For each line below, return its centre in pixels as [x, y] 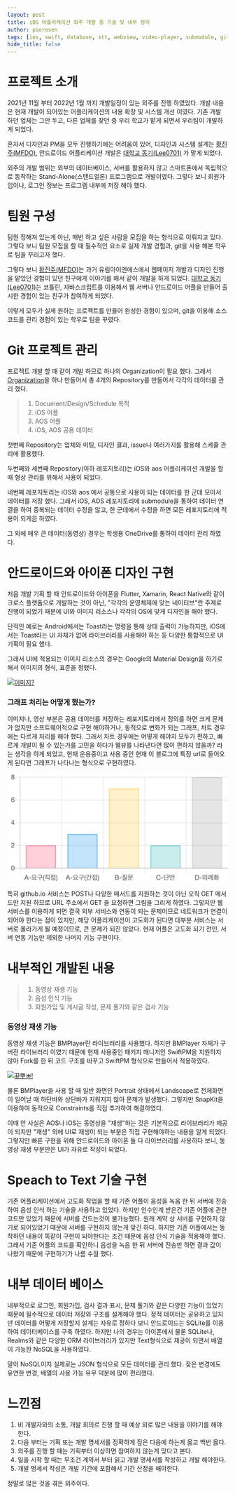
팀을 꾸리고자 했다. [40, 255]
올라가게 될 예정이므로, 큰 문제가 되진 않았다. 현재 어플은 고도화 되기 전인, [120, 929]
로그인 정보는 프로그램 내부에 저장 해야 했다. [87, 185]
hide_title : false [34, 45]
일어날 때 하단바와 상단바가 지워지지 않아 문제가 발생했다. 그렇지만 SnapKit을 [119, 1099]
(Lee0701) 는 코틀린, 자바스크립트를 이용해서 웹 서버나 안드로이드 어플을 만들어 [114, 287]
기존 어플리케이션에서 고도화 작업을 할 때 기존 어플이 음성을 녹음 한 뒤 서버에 [111, 1201]
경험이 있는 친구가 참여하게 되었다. [67, 296]
